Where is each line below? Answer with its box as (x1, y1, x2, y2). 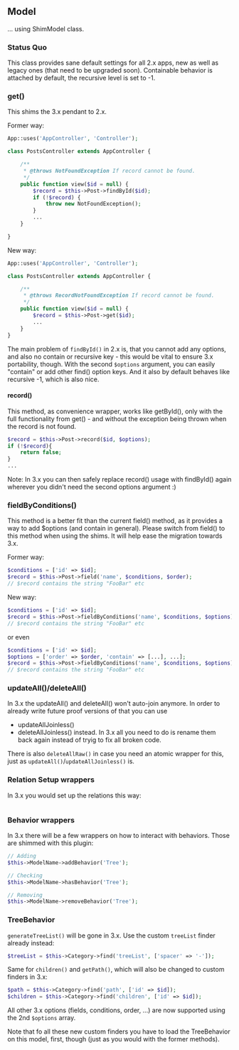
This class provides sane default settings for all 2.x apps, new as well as (7, 58, 219, 67)
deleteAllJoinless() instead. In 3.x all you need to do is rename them (17, 728, 216, 737)
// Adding (7, 853, 37, 860)
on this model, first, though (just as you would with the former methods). (7, 1035, 220, 1044)
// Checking (7, 871, 43, 879)
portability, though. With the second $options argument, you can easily (7, 359, 216, 368)
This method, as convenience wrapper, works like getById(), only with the (7, 407, 223, 415)
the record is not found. (7, 422, 77, 430)
